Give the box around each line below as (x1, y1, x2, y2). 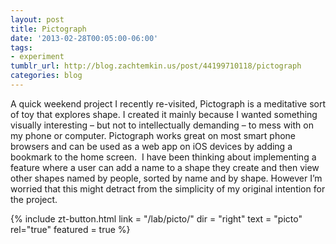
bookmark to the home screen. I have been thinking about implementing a (10, 151, 317, 163)
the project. (10, 193, 58, 205)
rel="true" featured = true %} (10, 223, 131, 235)
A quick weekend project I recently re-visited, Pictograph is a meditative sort (10, 97, 326, 110)
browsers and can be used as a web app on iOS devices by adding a (10, 140, 293, 152)
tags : (10, 42, 33, 53)
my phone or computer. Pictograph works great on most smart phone (10, 129, 297, 141)
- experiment (10, 52, 65, 62)
